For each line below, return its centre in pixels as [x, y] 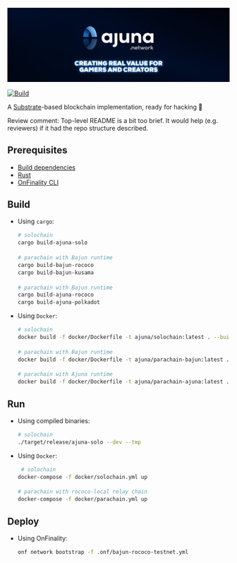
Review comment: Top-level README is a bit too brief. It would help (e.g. [113, 120]
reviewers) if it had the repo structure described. [78, 128]
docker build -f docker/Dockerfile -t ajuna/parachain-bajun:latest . [123, 360]
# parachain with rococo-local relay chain [83, 492]
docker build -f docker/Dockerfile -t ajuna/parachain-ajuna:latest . [123, 382]
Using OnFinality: [43, 538]
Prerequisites [37, 150]
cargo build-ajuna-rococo [55, 295]
